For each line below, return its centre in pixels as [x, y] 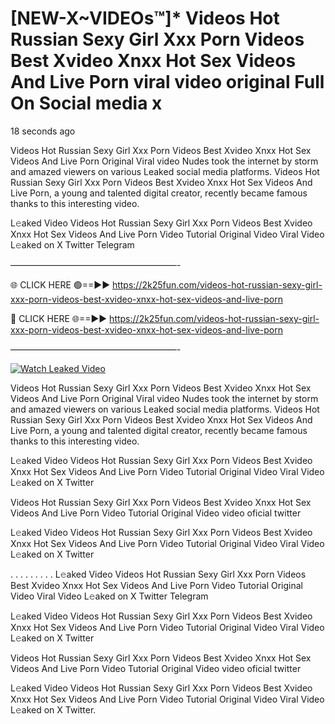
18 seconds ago [43, 131]
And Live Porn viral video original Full [167, 82]
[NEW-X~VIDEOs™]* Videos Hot [145, 18]
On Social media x [86, 103]
